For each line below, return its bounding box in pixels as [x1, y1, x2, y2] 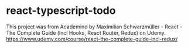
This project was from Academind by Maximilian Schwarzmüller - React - [6, 23, 183, 30]
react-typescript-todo [6, 4, 116, 17]
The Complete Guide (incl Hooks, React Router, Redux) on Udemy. [6, 29, 166, 36]
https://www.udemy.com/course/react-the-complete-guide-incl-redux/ [6, 35, 178, 42]
